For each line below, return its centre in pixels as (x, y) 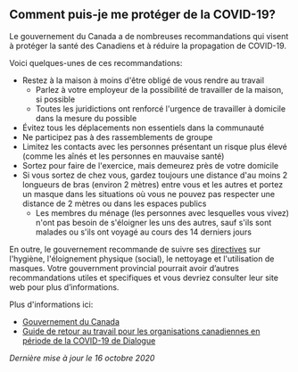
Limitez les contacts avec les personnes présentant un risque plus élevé (154, 146)
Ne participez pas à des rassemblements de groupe (117, 136)
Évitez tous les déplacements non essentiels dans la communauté (143, 128)
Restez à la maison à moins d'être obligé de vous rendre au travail (143, 80)
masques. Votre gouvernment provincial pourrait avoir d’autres (124, 268)
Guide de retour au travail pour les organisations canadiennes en (141, 331)
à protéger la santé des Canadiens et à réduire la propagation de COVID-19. (148, 45)
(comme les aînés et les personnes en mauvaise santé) (123, 156)
